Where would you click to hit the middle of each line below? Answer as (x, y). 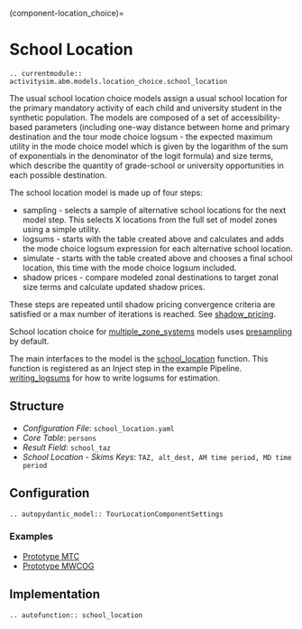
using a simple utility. (61, 229)
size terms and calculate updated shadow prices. (114, 286)
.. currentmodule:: (46, 73)
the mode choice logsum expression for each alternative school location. (157, 249)
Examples (32, 537)
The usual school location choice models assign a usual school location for (149, 98)
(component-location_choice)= (67, 13)
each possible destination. (58, 174)
